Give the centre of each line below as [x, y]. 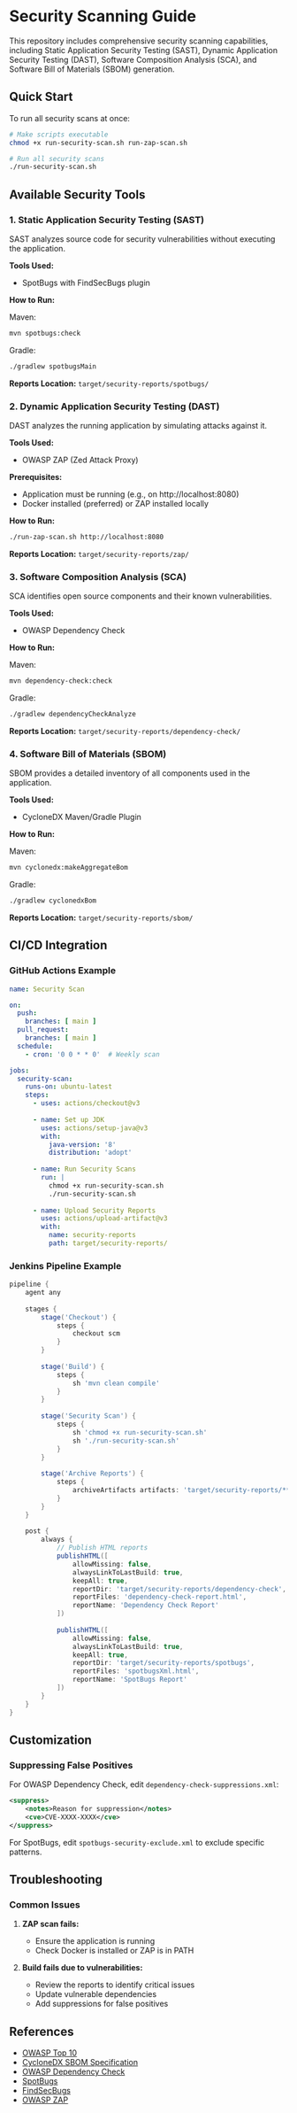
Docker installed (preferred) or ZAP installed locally [115, 503]
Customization [51, 1740]
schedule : [35, 1046]
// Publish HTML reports [102, 1548]
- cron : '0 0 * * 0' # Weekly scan [93, 1054]
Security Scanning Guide [103, 16]
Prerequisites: [36, 476]
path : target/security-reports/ [108, 1243]
